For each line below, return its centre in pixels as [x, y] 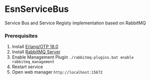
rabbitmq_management [33, 62]
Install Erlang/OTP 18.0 [35, 47]
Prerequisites [21, 36]
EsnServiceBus [37, 9]
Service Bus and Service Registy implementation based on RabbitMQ [75, 23]
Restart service [27, 67]
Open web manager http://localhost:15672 [57, 72]
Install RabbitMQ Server [36, 52]
